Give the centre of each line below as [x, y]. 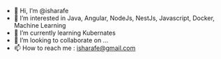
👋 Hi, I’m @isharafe [41, 11]
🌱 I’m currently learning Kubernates [65, 33]
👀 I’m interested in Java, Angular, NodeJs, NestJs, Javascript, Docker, [114, 18]
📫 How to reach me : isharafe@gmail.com [75, 48]
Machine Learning [40, 25]
